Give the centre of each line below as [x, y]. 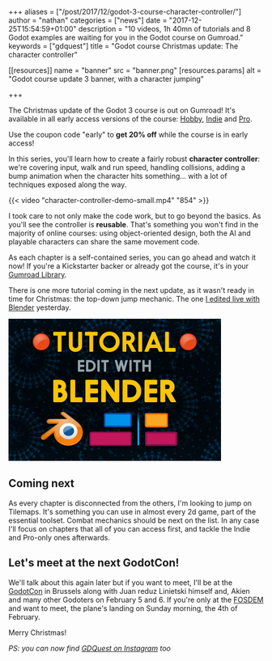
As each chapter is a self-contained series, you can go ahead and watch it [132, 257]
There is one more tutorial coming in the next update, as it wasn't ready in [132, 290]
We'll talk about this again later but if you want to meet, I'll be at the [121, 583]
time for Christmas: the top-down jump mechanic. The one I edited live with [134, 299]
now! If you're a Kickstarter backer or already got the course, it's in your [129, 266]
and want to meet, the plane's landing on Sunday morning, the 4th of [123, 608]
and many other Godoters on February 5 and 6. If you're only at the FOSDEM [136, 600]
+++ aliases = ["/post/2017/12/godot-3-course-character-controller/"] [125, 12]
